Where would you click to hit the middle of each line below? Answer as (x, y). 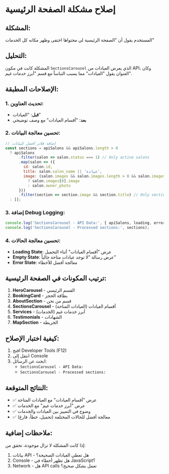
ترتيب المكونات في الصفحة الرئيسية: (56, 278)
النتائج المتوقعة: (27, 388)
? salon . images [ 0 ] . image (54, 181)
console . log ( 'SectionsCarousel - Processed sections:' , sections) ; (77, 228)
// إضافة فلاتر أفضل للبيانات (30, 143)
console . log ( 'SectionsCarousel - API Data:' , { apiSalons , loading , (78, 223)
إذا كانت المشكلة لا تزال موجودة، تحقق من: (46, 445)
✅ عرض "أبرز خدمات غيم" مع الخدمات (49, 405)
